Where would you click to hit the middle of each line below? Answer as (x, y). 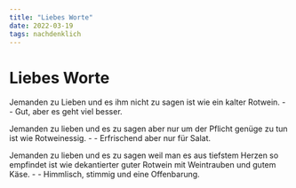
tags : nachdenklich (45, 34)
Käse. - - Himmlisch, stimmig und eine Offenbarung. (104, 175)
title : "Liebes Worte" (51, 17)
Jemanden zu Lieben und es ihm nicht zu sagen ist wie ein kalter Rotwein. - (148, 102)
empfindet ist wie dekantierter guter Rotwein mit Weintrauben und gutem (143, 165)
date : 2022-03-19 (41, 26)
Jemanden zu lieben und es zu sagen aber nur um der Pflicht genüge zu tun (148, 129)
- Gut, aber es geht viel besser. (66, 112)
